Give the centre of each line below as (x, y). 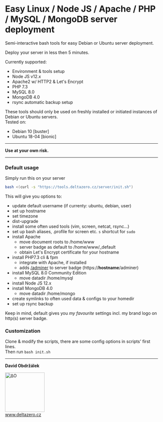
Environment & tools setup (38, 71)
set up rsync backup (33, 304)
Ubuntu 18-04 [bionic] (34, 136)
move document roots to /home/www (57, 242)
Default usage (22, 168)
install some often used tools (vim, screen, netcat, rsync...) (71, 226)
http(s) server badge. (26, 319)
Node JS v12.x (26, 76)
